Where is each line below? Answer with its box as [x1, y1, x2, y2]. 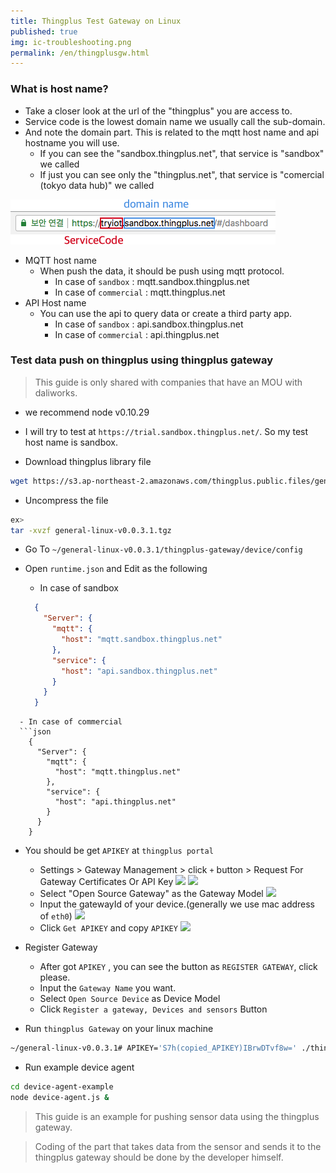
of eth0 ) [39, 910, 73, 922]
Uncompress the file [24, 494, 109, 506]
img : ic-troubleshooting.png [10, 37, 132, 47]
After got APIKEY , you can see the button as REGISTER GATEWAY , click [39, 961, 318, 973]
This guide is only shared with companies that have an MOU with [34, 376, 303, 388]
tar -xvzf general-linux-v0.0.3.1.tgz [10, 525, 172, 535]
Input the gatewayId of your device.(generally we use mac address [39, 898, 316, 910]
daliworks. [34, 386, 78, 399]
